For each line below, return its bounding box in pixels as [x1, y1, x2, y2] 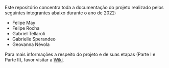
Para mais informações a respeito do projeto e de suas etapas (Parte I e [5, 51, 156, 57]
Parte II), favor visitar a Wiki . [5, 57, 64, 63]
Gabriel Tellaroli [12, 31, 45, 36]
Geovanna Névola [12, 41, 50, 48]
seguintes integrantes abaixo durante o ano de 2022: [5, 10, 116, 16]
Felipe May [12, 20, 36, 26]
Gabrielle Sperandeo [12, 36, 56, 42]
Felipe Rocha [12, 25, 40, 31]
